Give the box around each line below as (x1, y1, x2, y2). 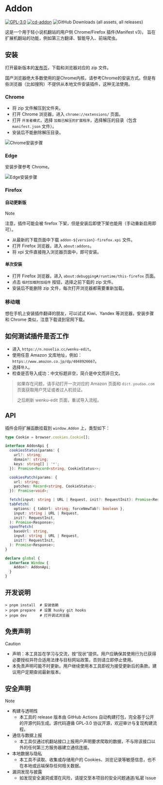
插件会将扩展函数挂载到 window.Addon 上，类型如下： (5, 425, 110, 431)
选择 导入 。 (12, 364, 33, 370)
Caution (5, 640, 21, 646)
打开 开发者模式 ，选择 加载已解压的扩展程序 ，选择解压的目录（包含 (12, 117, 137, 123)
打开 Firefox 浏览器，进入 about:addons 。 (12, 243, 94, 249)
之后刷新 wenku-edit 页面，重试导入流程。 (16, 397, 102, 403)
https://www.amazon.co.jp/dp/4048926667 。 (12, 358, 99, 364)
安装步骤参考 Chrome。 (5, 164, 52, 170)
